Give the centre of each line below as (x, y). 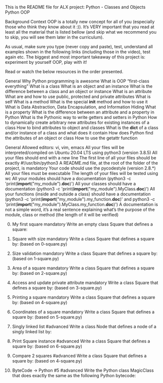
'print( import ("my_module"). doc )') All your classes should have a (71, 184)
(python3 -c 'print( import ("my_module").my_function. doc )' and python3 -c (80, 199)
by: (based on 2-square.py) (39, 273)
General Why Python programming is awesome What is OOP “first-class (77, 81)
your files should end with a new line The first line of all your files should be (81, 158)
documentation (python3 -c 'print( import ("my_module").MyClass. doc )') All (80, 189)
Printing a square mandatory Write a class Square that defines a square (84, 297)
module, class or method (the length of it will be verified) (62, 215)
